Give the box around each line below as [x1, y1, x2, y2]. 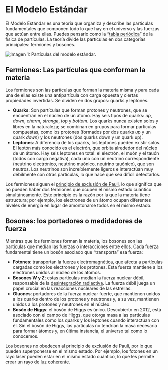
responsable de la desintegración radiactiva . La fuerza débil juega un [12, 280, 155, 286]
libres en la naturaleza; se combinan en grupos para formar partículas [12, 123, 157, 129]
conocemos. [12, 333, 39, 339]
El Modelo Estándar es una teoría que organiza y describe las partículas [5, 20, 153, 26]
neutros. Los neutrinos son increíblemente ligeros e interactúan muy [12, 166, 154, 172]
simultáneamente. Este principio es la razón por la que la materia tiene [5, 192, 150, 198]
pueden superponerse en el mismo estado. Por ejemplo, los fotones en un [5, 348, 158, 354]
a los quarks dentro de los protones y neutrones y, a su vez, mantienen [12, 296, 159, 302]
